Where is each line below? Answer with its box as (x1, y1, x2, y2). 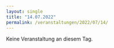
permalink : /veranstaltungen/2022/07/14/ (6, 19, 109, 25)
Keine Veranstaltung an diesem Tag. (6, 36, 93, 43)
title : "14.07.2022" (6, 14, 57, 20)
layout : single (6, 8, 43, 15)
